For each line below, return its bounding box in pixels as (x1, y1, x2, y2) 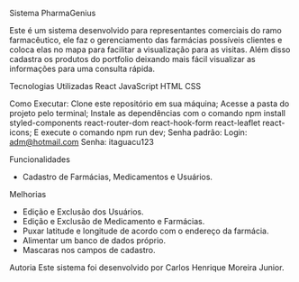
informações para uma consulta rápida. (9, 63, 156, 74)
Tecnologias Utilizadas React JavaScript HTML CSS (9, 81, 202, 91)
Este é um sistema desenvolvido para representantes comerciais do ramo (9, 25, 282, 35)
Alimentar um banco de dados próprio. (22, 235, 167, 246)
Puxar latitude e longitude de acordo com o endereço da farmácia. (22, 225, 269, 236)
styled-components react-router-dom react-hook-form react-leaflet (9, 117, 261, 128)
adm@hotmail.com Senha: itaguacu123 (9, 137, 155, 147)
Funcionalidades (9, 154, 70, 165)
